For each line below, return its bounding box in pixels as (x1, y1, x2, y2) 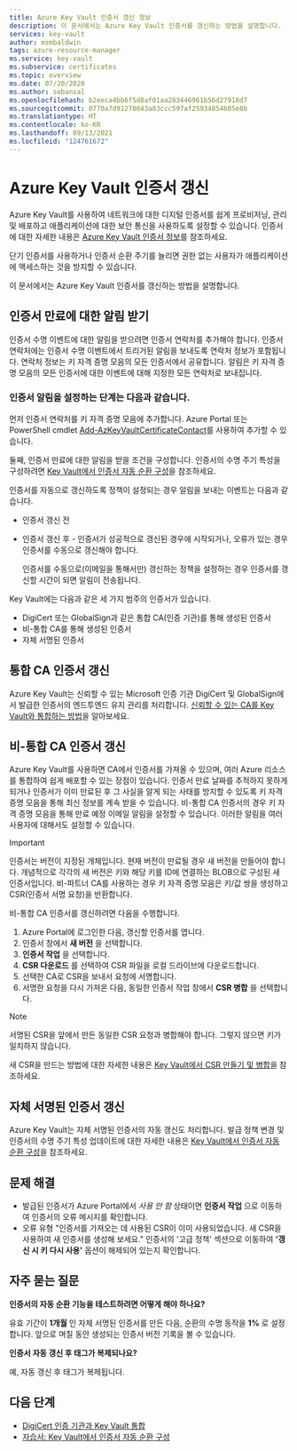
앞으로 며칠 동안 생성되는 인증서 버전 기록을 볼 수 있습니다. (35, 1328, 237, 1339)
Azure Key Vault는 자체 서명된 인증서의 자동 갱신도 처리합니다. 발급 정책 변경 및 (9, 1125, 285, 1136)
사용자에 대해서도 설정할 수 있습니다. (9, 819, 135, 831)
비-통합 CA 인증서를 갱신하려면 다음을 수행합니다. (9, 908, 180, 919)
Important (9, 837, 45, 849)
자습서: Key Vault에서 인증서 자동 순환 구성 (21, 1431, 170, 1442)
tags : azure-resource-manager (9, 46, 121, 55)
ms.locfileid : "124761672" (9, 137, 109, 146)
